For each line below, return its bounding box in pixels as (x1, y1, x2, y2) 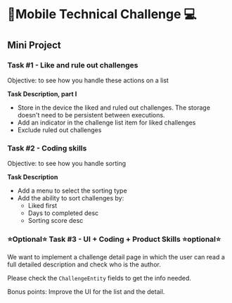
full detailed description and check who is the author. (7, 260, 162, 269)
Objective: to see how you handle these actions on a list (7, 76, 169, 84)
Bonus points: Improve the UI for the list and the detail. (7, 288, 165, 296)
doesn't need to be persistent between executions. (17, 110, 165, 119)
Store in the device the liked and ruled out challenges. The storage (17, 103, 211, 112)
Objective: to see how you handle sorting (7, 160, 127, 168)
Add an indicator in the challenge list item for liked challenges (17, 118, 196, 127)
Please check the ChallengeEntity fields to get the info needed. (7, 274, 192, 283)
